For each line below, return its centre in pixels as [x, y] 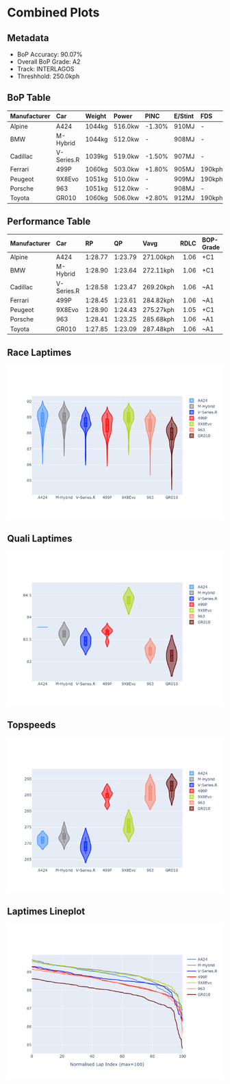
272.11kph [158, 270]
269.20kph [158, 287]
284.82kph [158, 300]
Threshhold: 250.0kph [48, 76]
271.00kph [158, 257]
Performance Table [49, 221]
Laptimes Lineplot [46, 911]
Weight [96, 116]
